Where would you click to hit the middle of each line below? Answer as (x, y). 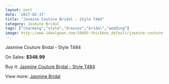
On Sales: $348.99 (25, 57)
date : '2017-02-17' (26, 14)
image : (12, 33)
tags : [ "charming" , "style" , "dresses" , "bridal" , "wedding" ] (67, 28)
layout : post (19, 10)
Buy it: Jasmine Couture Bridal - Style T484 (50, 66)
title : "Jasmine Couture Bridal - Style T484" (55, 19)
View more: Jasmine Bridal (33, 76)
